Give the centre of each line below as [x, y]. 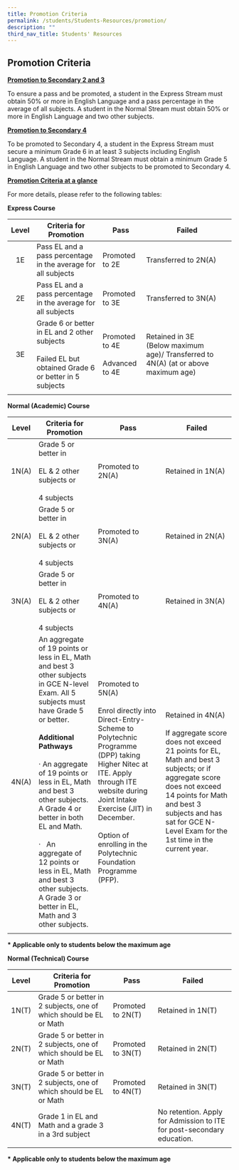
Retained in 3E [170, 337]
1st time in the [189, 840]
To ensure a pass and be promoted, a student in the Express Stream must [115, 94]
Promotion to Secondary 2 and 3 [56, 80]
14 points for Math [196, 795]
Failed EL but [58, 359]
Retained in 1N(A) [195, 471]
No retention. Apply [190, 1112]
